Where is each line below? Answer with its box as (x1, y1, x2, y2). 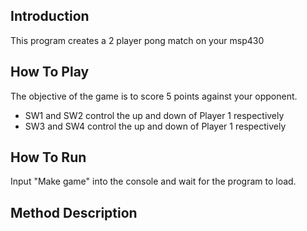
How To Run (10, 149, 87, 166)
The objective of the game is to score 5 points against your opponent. (10, 90, 298, 102)
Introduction (10, 8, 90, 25)
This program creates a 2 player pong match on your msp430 (10, 34, 265, 46)
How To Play (10, 64, 90, 81)
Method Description (10, 204, 138, 221)
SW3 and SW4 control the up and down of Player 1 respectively (24, 120, 287, 132)
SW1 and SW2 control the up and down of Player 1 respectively (24, 109, 285, 121)
